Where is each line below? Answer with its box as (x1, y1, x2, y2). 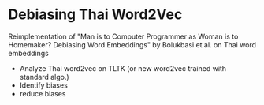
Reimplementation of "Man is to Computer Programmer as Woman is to (8, 32, 239, 41)
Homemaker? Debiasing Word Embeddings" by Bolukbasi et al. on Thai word (8, 39, 257, 49)
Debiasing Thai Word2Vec (8, 6, 183, 24)
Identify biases (19, 81, 69, 90)
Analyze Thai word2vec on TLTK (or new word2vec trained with (19, 63, 227, 73)
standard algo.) (19, 72, 69, 81)
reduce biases (19, 88, 66, 98)
